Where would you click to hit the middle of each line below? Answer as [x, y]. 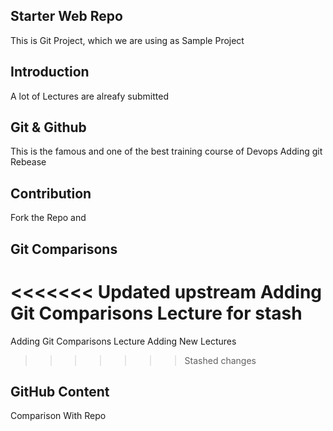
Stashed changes [220, 360]
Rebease [28, 162]
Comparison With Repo [58, 416]
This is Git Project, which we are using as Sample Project [127, 40]
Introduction [50, 72]
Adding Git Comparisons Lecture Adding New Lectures [123, 341]
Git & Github [48, 127]
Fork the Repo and [48, 218]
